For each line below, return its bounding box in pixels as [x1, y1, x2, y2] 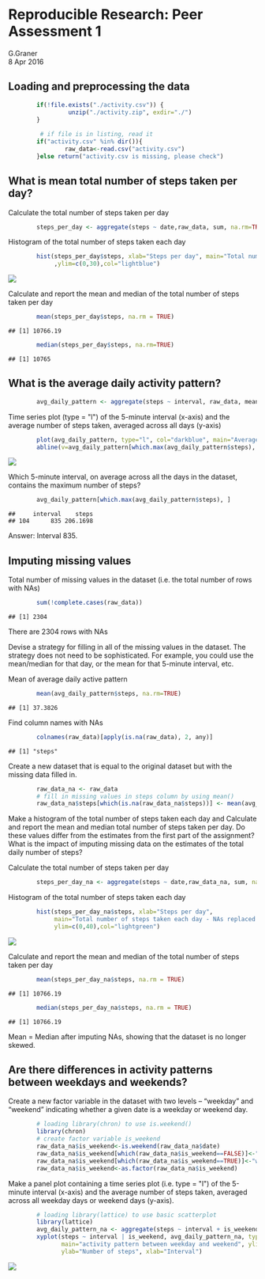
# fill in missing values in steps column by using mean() [36, 792, 235, 800]
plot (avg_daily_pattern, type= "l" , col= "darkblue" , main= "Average [36, 435, 259, 444]
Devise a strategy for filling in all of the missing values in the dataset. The [8, 642, 246, 651]
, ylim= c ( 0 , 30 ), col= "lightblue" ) [54, 260, 160, 268]
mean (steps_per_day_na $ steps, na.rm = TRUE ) [36, 975, 185, 983]
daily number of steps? [8, 848, 83, 857]
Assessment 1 [8, 22, 102, 40]
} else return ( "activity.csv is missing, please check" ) [36, 152, 224, 160]
